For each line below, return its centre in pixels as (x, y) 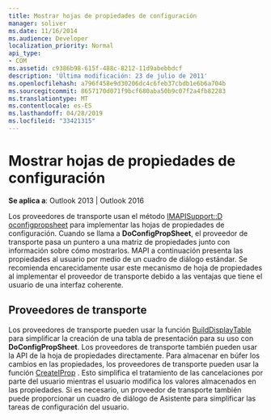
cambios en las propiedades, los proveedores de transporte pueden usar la (133, 363)
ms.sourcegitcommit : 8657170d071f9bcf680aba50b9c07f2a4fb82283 (117, 91)
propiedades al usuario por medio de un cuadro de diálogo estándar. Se (128, 258)
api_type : (25, 53)
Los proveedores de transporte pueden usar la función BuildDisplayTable (130, 330)
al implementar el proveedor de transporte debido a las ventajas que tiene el (135, 276)
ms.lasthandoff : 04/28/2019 (56, 114)
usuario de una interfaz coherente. (66, 284)
